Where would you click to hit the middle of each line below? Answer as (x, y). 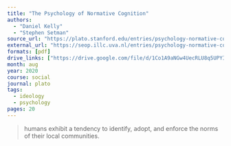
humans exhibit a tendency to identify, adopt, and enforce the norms (121, 128)
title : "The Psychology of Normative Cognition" (78, 13)
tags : (15, 90)
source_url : (24, 39)
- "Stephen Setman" (41, 33)
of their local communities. (62, 136)
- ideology (29, 97)
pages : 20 (21, 109)
